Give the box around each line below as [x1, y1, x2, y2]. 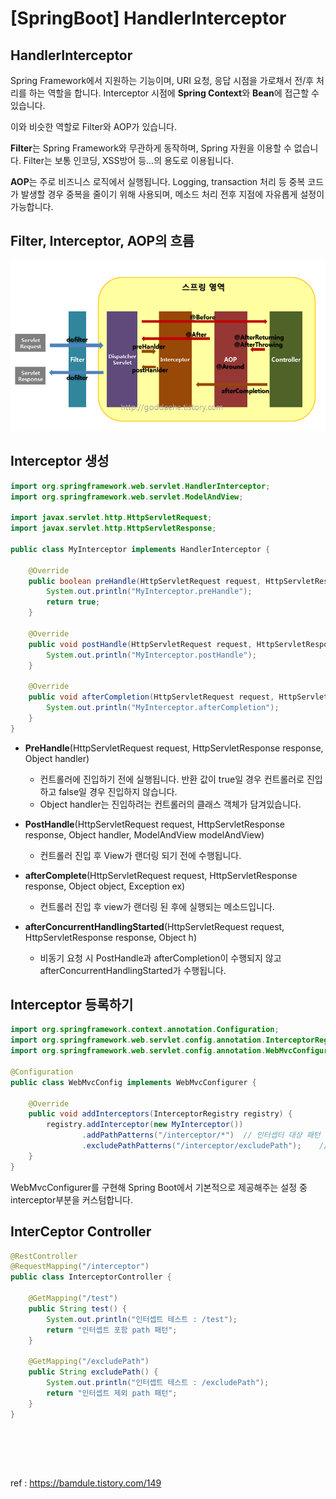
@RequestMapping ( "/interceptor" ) [10, 1262, 150, 1272]
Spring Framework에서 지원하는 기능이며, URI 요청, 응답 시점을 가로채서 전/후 [10, 75, 315, 86]
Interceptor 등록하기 [10, 997, 134, 1014]
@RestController [10, 1251, 78, 1261]
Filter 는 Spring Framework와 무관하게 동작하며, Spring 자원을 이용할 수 [10, 142, 292, 154]
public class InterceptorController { [10, 1272, 172, 1282]
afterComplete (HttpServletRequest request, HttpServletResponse [24, 869, 298, 881]
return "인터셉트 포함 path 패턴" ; [46, 1325, 178, 1335]
